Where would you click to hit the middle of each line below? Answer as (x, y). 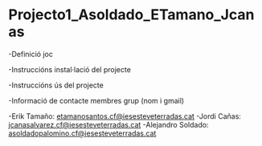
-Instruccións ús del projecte (56, 85)
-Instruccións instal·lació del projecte (70, 69)
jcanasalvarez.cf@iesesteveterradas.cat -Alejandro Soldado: (108, 124)
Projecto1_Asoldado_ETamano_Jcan (131, 15)
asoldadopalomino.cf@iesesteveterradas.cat (82, 133)
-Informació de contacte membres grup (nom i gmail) (96, 100)
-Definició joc (31, 54)
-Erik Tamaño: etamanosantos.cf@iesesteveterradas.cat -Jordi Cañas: (125, 116)
